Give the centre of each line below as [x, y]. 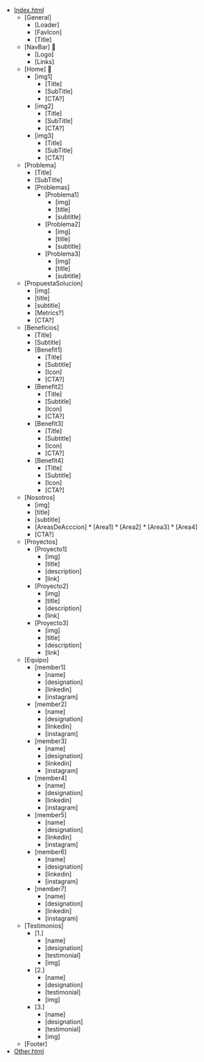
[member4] [51, 778]
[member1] [50, 667]
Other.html [29, 1051]
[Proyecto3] [51, 623]
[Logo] [44, 54]
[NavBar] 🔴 [40, 47]
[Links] [44, 62]
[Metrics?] [49, 313]
